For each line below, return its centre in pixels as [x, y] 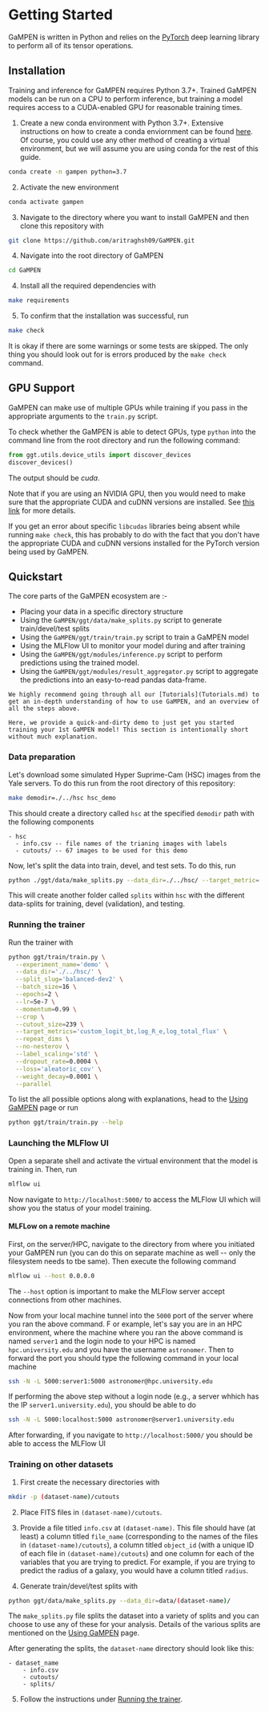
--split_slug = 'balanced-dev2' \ [70, 979]
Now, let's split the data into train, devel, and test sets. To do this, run [122, 865]
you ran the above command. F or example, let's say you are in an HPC [125, 1324]
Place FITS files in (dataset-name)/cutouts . [91, 1512]
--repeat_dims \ [42, 1039]
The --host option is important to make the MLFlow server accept [117, 1291]
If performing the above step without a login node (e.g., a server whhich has [134, 1396]
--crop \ [30, 1017]
